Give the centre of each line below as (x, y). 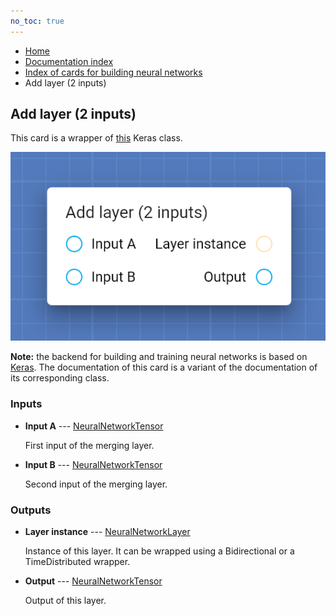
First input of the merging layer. (89, 445)
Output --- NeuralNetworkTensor (93, 581)
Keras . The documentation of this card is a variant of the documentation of (164, 367)
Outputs (31, 510)
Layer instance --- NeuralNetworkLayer (107, 532)
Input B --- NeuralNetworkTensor (93, 464)
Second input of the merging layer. (96, 484)
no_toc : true (37, 21)
